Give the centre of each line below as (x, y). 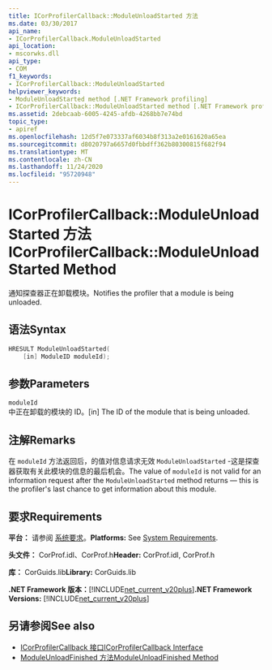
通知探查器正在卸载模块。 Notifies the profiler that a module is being (121, 292)
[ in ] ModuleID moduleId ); (67, 357)
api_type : (25, 62)
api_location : (32, 46)
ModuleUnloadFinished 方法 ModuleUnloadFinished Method (119, 657)
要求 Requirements (55, 517)
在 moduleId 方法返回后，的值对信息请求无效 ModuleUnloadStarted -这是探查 (134, 461)
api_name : (25, 31)
